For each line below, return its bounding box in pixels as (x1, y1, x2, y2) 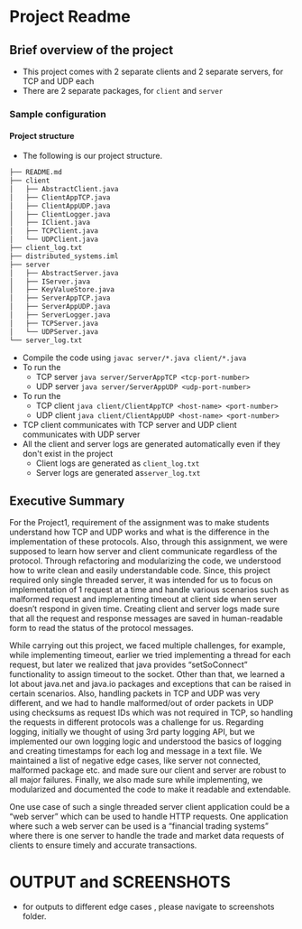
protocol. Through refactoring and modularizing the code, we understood (9, 555, 282, 566)
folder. (22, 911, 47, 922)
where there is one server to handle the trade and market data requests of (9, 831, 285, 841)
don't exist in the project (22, 448, 114, 459)
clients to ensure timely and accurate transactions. (9, 840, 197, 850)
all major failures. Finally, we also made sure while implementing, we (9, 775, 263, 785)
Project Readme (9, 6, 131, 27)
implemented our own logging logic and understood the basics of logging (9, 736, 282, 747)
